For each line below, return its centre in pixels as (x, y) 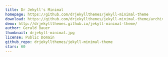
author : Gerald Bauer (28, 28)
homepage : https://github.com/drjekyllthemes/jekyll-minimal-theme (77, 14)
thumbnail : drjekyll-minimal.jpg (40, 33)
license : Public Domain (30, 38)
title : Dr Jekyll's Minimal (34, 10)
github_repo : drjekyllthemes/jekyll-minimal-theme (59, 42)
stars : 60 (15, 47)
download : (15, 19)
